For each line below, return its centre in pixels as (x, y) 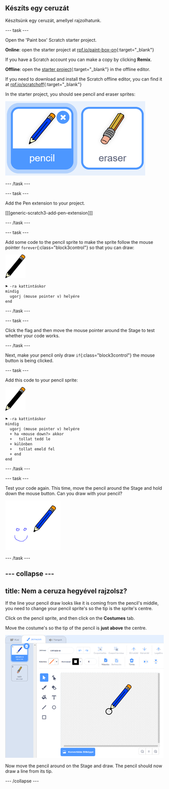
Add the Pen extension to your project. (45, 203)
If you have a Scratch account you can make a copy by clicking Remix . (78, 59)
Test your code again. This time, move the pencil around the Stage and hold (84, 488)
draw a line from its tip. (29, 771)
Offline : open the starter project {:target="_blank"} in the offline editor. (78, 69)
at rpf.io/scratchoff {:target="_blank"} (44, 84)
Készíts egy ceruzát (37, 8)
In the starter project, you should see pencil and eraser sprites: (70, 94)
